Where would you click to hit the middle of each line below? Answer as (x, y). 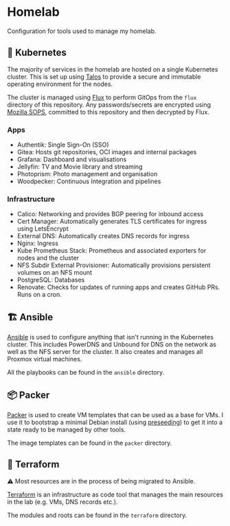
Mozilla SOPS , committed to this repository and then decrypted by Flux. (108, 112)
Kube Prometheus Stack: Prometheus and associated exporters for (112, 251)
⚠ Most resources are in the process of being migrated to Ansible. (101, 481)
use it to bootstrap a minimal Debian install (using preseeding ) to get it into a (115, 422)
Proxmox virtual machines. (45, 359)
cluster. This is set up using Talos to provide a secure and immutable (104, 76)
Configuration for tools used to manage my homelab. (82, 31)
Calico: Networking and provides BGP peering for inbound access (110, 214)
